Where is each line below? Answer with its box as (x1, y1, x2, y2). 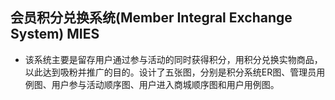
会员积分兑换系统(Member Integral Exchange (10, 9, 293, 27)
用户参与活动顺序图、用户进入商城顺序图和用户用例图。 (51, 78, 280, 90)
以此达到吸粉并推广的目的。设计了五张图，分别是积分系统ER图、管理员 (24, 66, 317, 78)
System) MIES (10, 26, 100, 43)
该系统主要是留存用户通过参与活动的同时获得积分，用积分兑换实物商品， (24, 53, 323, 65)
